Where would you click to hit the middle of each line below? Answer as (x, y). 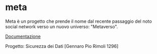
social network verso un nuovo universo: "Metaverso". (62, 26)
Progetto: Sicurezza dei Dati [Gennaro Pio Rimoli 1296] (62, 46)
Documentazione (23, 36)
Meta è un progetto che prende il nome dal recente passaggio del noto (79, 21)
